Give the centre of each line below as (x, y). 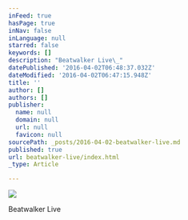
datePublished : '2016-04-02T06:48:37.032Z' (82, 68)
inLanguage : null (37, 38)
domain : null (37, 120)
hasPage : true (32, 23)
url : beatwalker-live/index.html (64, 157)
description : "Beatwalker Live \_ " (66, 61)
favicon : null (39, 134)
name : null (34, 113)
